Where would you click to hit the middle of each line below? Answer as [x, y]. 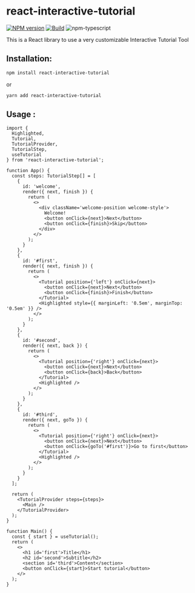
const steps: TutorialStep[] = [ [54, 176]
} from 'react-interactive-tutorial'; [55, 160]
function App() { [28, 171]
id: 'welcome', [41, 187]
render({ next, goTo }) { [55, 420]
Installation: [29, 59]
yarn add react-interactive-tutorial [54, 95]
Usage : [21, 114]
